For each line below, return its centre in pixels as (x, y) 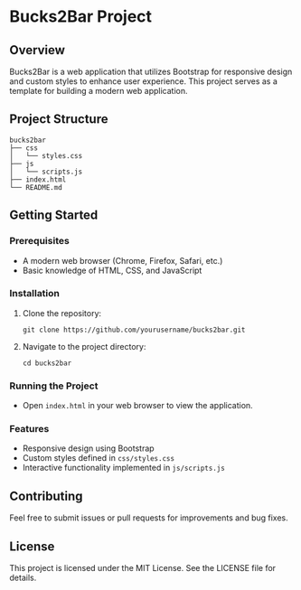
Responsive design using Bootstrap (89, 448)
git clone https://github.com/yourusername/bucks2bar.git (134, 330)
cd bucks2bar (47, 363)
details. (23, 578)
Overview (38, 50)
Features (29, 429)
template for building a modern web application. (99, 91)
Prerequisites (39, 241)
